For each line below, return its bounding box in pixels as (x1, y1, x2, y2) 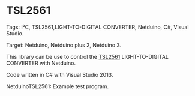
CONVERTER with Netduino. (6, 59, 76, 67)
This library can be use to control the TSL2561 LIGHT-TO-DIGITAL (6, 53, 169, 60)
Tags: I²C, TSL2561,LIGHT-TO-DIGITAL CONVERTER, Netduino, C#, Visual (6, 23, 189, 31)
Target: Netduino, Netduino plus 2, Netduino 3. (6, 41, 122, 49)
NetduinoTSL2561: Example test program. (6, 82, 109, 90)
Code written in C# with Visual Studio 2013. (6, 71, 113, 78)
